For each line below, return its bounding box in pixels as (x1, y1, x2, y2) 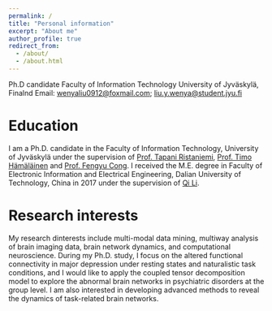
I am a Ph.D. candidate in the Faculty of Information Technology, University (8, 143, 259, 153)
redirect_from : (8, 42, 60, 50)
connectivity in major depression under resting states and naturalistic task (8, 259, 257, 269)
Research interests (8, 206, 139, 224)
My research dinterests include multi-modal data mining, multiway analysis (8, 233, 259, 243)
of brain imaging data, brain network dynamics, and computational (8, 241, 231, 252)
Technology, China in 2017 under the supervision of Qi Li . (8, 178, 201, 188)
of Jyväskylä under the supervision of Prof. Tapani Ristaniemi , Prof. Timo (8, 152, 253, 162)
